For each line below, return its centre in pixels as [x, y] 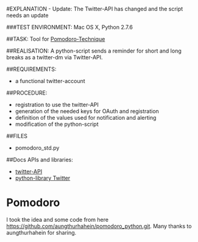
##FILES [17, 136]
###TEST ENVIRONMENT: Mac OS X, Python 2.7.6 [69, 27]
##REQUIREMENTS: [31, 69]
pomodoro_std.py [37, 148]
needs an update [27, 15]
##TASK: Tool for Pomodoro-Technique [56, 39]
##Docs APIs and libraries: [40, 159]
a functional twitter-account [50, 81]
